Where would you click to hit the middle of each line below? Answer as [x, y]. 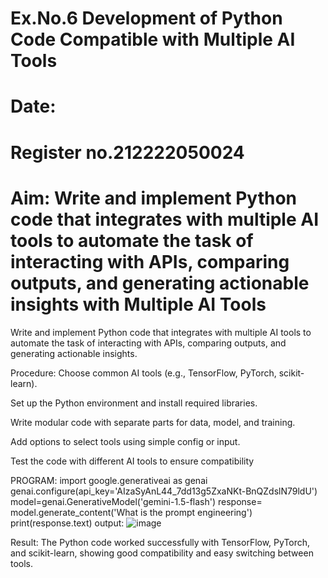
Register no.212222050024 [127, 152]
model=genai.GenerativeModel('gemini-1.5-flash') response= [136, 501]
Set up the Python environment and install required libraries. [134, 403]
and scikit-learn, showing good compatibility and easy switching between [162, 553]
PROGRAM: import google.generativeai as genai [109, 480]
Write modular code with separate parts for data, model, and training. [153, 422]
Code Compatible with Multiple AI [153, 39]
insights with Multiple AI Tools [138, 304]
